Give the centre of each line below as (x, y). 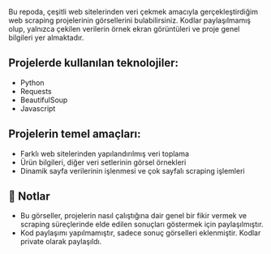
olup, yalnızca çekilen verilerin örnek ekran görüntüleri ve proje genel (124, 29)
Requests (36, 91)
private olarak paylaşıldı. (61, 242)
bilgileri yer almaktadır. (46, 37)
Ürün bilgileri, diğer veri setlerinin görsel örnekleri (103, 162)
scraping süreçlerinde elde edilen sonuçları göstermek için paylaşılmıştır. (142, 224)
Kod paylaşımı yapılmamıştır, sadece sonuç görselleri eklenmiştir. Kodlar (140, 233)
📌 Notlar (29, 197)
